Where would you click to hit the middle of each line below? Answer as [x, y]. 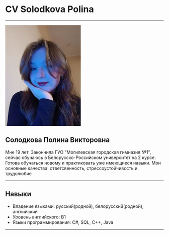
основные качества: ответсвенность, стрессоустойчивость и [71, 168]
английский [25, 211]
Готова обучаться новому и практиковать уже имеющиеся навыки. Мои [83, 163]
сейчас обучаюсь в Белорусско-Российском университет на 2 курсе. [81, 158]
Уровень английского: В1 [39, 217]
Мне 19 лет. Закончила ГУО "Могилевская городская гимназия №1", [78, 152]
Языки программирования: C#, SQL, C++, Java [63, 222]
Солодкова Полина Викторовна [58, 140]
